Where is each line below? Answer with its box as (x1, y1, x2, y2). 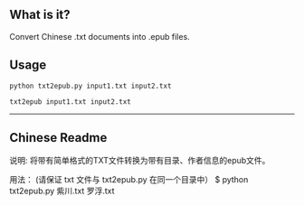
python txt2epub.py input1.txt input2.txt (9, 81, 172, 90)
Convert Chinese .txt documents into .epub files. (9, 31, 190, 42)
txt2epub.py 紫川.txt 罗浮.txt (9, 185, 115, 197)
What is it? (9, 7, 71, 23)
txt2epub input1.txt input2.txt (9, 97, 131, 107)
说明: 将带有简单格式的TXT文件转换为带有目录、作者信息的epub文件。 (9, 155, 271, 166)
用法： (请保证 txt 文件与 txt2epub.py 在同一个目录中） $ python (9, 174, 249, 185)
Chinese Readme (9, 130, 108, 145)
